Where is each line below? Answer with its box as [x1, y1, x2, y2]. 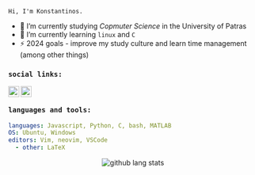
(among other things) [19, 50, 89, 59]
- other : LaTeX [15, 143, 66, 152]
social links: [8, 70, 63, 78]
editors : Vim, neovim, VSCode [8, 136, 108, 144]
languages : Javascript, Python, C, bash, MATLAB [8, 121, 172, 130]
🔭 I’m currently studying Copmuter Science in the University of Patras [19, 21, 247, 31]
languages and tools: [8, 105, 92, 115]
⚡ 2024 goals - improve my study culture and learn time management [19, 39, 247, 48]
